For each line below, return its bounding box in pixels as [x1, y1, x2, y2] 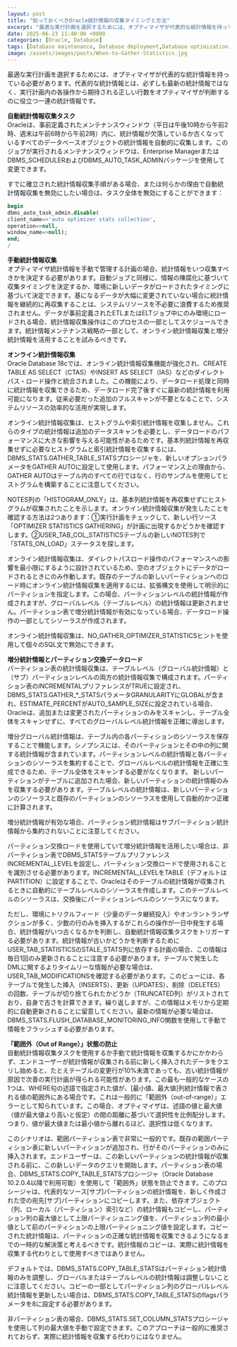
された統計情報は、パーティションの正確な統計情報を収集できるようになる [7, 1232, 224, 1240]
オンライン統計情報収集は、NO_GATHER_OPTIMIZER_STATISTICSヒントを [7, 631, 222, 640]
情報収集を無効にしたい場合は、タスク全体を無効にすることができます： [13, 188, 224, 197]
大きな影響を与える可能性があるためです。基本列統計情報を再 [44, 436, 223, 444]
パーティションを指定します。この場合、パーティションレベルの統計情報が [7, 590, 222, 598]
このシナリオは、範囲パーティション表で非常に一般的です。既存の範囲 [7, 1134, 210, 1143]
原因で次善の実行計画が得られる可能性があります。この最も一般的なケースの [7, 1075, 229, 1083]
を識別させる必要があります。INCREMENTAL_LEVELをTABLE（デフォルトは [7, 868, 227, 877]
